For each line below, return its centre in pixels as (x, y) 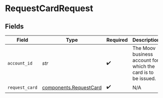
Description (146, 40)
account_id (20, 63)
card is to (143, 72)
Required (117, 40)
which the (144, 66)
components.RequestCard (72, 87)
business (143, 54)
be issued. (144, 78)
